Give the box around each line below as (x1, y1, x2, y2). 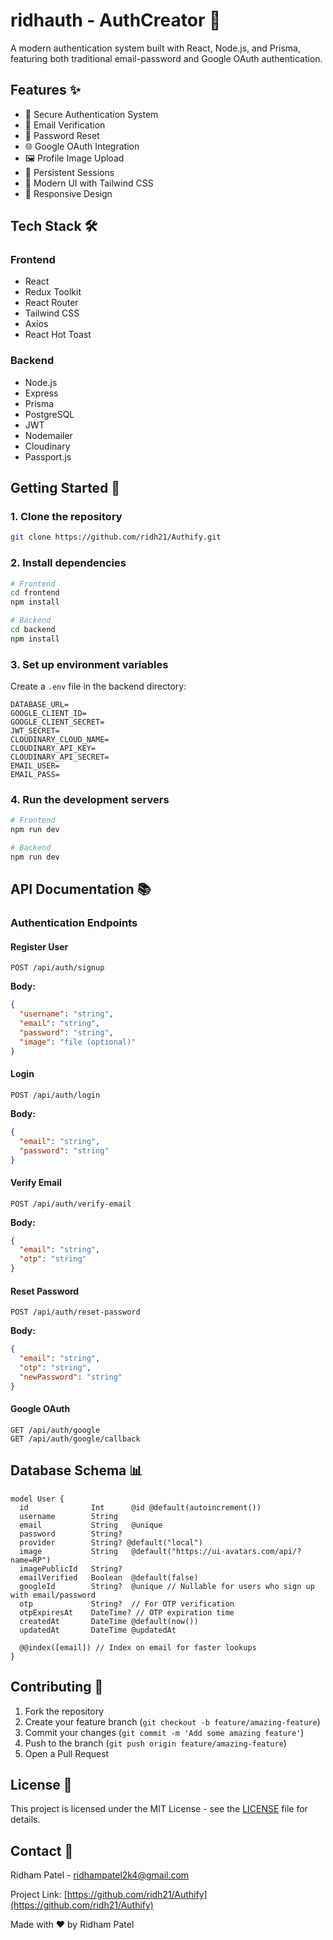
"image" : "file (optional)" (19, 1037, 137, 1047)
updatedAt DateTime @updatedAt (19, 1625, 177, 1635)
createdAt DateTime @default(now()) (19, 1616, 199, 1626)
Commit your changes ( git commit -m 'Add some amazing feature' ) (24, 1726, 305, 1738)
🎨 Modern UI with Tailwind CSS (24, 177, 154, 189)
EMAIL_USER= (10, 761, 60, 771)
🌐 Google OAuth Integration (24, 140, 140, 152)
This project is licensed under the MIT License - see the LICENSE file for (10, 1803, 308, 1815)
